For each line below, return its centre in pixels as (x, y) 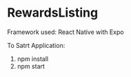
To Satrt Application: (36, 45)
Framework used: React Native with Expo (65, 32)
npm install (33, 59)
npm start (31, 66)
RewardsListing (53, 13)
